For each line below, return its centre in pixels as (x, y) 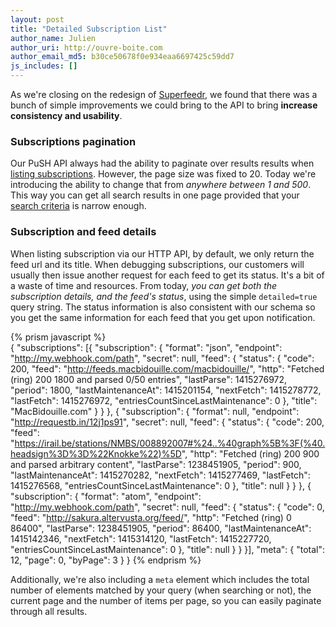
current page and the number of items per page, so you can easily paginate (166, 600)
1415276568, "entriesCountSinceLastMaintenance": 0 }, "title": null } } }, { (161, 485)
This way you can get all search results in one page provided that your (155, 195)
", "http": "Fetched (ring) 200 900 (250, 453)
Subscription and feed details (83, 232)
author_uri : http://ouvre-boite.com (86, 47)
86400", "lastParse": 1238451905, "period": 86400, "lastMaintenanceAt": (161, 528)
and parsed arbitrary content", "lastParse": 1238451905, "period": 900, (156, 464)
